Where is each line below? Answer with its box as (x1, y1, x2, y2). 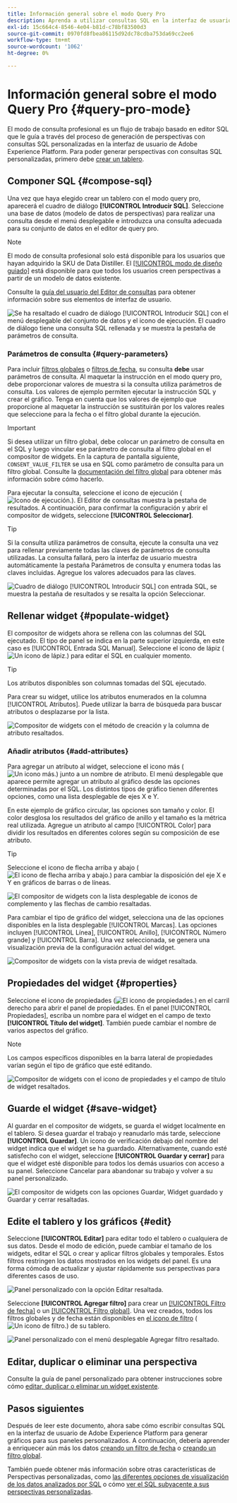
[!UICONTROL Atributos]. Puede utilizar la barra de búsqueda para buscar (7, 700, 222, 708)
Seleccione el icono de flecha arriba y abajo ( (7, 863, 139, 872)
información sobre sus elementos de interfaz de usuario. (7, 295, 172, 304)
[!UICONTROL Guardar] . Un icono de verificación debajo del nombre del (7, 1136, 219, 1145)
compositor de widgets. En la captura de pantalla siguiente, (7, 452, 180, 461)
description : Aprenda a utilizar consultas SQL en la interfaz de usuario (7, 17, 232, 24)
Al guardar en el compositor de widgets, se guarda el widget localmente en (7, 1121, 226, 1130)
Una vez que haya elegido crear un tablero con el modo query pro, (7, 194, 201, 202)
